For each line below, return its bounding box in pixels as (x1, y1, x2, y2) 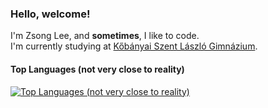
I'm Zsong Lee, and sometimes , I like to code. (10, 30, 200, 42)
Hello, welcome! (10, 7, 91, 21)
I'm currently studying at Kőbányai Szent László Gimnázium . (10, 40, 258, 52)
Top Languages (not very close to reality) (10, 63, 185, 75)
